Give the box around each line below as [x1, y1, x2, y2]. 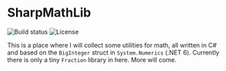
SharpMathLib [7, 5, 92, 21]
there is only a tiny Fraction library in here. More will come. [7, 55, 177, 63]
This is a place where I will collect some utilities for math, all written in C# [7, 41, 217, 49]
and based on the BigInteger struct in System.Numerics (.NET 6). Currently [7, 48, 220, 57]
